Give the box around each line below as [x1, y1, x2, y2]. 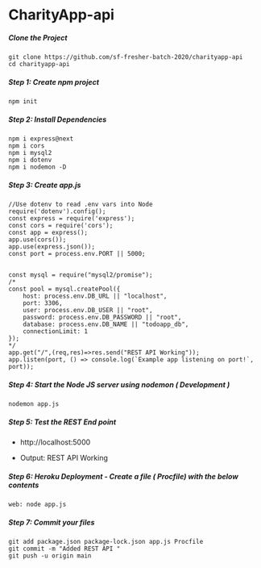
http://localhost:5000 [19, 437, 91, 447]
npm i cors [8, 142, 45, 150]
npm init [8, 98, 38, 106]
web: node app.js [8, 500, 67, 508]
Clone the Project [8, 32, 68, 42]
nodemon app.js [8, 400, 60, 408]
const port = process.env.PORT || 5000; [8, 250, 147, 258]
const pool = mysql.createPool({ [8, 285, 121, 294]
